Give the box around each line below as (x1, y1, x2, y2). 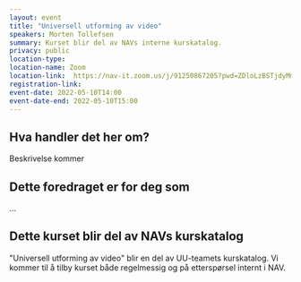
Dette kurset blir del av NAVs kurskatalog (9, 229, 245, 244)
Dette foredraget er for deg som (9, 179, 190, 194)
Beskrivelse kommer (9, 153, 85, 164)
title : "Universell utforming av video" (9, 21, 163, 30)
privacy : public (9, 47, 70, 56)
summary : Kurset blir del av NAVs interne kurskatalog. (9, 38, 222, 47)
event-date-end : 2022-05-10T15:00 (9, 96, 139, 106)
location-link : (9, 72, 66, 81)
